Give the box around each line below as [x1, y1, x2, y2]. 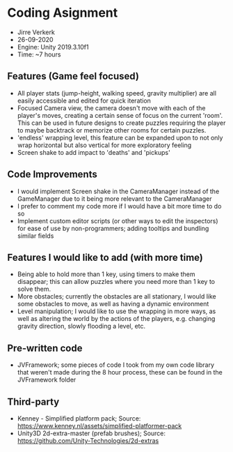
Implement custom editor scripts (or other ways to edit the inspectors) [17, 216, 218, 225]
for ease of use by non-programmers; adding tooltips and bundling [17, 224, 209, 232]
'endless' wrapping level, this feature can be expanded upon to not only [17, 133, 223, 142]
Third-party [7, 395, 60, 407]
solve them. [17, 285, 51, 294]
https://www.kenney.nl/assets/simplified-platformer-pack [17, 422, 182, 430]
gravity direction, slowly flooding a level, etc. [17, 322, 146, 331]
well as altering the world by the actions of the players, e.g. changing [17, 315, 216, 323]
